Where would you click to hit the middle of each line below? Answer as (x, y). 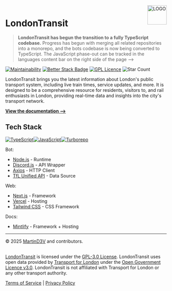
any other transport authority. (36, 273)
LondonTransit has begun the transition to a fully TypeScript (83, 37)
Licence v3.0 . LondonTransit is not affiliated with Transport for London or (82, 267)
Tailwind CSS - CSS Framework (46, 206)
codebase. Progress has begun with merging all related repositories (90, 43)
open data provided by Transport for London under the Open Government (83, 262)
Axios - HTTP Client (34, 170)
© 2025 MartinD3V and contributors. (44, 241)
